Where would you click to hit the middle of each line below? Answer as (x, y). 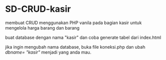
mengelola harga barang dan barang (42, 28)
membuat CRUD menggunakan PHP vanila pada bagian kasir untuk (74, 23)
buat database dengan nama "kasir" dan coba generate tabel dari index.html (83, 37)
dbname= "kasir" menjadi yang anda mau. (48, 52)
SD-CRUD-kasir (38, 9)
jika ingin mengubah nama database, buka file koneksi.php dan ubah (75, 47)
